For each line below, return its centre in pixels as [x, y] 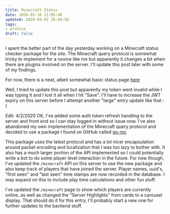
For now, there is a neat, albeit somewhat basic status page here [73, 80]
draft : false [19, 34]
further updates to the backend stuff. [44, 206]
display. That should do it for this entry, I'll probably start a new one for [79, 200]
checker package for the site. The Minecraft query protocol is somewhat [81, 53]
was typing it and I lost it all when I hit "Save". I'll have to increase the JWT [83, 95]
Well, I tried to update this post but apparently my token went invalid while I [84, 89]
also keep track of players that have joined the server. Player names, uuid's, [84, 169]
